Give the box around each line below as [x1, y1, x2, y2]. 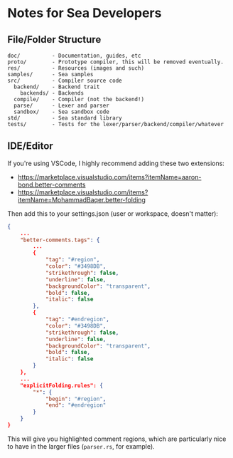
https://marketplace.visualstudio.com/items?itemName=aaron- [17, 172, 202, 181]
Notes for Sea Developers [7, 5, 162, 21]
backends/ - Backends [20, 90, 84, 97]
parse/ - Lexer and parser [13, 102, 110, 109]
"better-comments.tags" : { [20, 236, 100, 244]
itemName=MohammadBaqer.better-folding [17, 195, 146, 204]
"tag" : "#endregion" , [45, 316, 110, 323]
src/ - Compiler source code [7, 77, 122, 84]
